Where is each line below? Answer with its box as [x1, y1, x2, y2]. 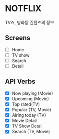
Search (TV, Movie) [12, 129, 50, 135]
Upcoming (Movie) [12, 95, 49, 102]
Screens [5, 34, 30, 42]
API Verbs [5, 77, 35, 86]
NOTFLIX [5, 3, 42, 14]
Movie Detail [12, 118, 37, 124]
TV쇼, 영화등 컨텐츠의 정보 [5, 19, 54, 25]
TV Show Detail [12, 123, 43, 129]
